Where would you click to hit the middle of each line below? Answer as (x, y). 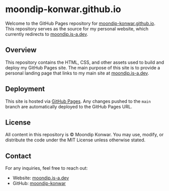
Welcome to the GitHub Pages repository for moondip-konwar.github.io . (80, 23)
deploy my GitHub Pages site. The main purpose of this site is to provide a (83, 67)
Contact (18, 156)
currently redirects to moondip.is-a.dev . (47, 34)
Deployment (25, 89)
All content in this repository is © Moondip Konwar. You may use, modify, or (84, 135)
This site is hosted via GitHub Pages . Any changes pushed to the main (78, 101)
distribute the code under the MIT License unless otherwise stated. (75, 140)
